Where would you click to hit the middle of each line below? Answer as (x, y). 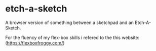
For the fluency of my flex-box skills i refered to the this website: (72, 37)
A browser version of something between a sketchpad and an (70, 22)
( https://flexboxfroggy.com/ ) (35, 42)
